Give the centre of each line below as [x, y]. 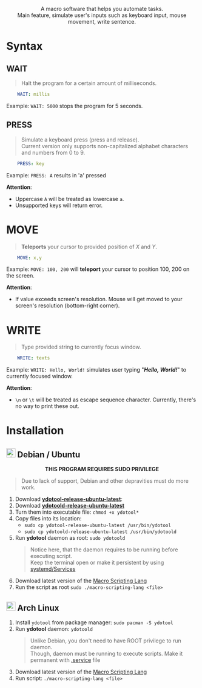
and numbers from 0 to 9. [53, 152]
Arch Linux [38, 608]
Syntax [25, 46]
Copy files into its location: [48, 519]
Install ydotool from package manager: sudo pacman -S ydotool [94, 622]
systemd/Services [53, 569]
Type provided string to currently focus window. [81, 347]
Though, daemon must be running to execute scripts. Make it [106, 653]
